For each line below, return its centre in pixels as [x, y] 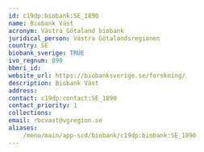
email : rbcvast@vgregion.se [56, 121]
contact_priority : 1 [43, 105]
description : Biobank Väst [54, 83]
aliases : [23, 128]
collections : [30, 113]
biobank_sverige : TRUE [46, 53]
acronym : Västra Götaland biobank [67, 31]
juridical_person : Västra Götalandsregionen [84, 38]
